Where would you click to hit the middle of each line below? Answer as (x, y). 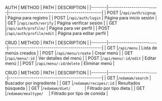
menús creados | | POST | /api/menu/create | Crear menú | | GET (69, 53)
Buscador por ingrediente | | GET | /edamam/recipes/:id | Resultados (73, 83)
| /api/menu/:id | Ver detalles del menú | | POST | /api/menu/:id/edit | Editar (81, 58)
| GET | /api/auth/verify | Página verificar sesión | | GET (61, 23)
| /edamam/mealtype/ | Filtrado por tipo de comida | (56, 93)
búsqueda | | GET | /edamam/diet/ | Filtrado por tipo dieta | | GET (75, 88)
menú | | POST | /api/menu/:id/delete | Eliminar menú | (60, 63)
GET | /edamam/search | (129, 78)
